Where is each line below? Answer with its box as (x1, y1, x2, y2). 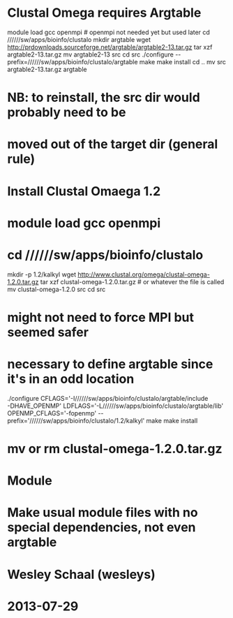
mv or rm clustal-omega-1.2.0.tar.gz (7, 441, 223, 457)
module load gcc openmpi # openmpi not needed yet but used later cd (7, 28, 211, 36)
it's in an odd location (7, 371, 135, 387)
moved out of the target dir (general (7, 136, 218, 152)
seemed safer (7, 324, 89, 340)
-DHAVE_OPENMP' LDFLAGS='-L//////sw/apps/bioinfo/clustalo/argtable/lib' (7, 402, 224, 410)
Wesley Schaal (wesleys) (7, 566, 156, 582)
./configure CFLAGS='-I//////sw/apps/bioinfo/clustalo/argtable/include (7, 394, 209, 402)
